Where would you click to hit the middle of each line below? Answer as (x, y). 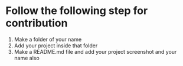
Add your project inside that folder (56, 46)
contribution (37, 23)
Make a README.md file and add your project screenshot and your (95, 51)
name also (27, 58)
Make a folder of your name (48, 39)
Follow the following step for (77, 11)
